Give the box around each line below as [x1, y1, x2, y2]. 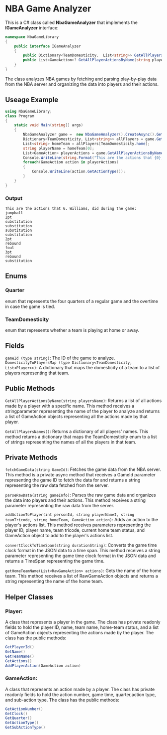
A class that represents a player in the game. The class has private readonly [5, 619, 161, 625]
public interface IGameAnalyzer [14, 43, 81, 49]
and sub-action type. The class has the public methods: [5, 697, 119, 703]
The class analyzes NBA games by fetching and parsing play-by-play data [5, 76, 157, 82]
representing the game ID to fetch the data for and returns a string [5, 477, 141, 483]
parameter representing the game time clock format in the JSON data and [5, 553, 156, 559]
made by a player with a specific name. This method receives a [5, 403, 135, 409]
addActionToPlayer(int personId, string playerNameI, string [5, 512, 135, 517]
